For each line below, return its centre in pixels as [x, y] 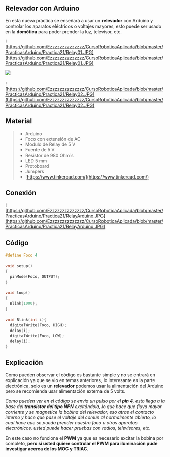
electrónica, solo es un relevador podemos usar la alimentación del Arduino [84, 386]
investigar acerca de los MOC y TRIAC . [47, 449]
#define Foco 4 [21, 255]
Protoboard [37, 166]
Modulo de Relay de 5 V [50, 144]
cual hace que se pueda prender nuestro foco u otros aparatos [72, 422]
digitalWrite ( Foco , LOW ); [37, 336]
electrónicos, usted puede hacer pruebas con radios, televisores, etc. [78, 428]
